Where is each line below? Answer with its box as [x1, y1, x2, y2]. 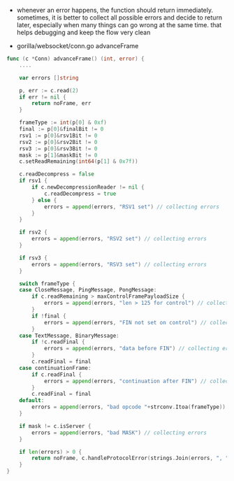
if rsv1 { [19, 178, 48, 185]
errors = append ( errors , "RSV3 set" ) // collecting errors [31, 261, 207, 268]
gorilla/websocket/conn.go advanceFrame [16, 42, 139, 50]
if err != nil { [19, 94, 67, 101]
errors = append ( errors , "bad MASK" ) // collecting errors [31, 429, 207, 436]
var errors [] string [19, 74, 79, 81]
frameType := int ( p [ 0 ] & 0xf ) [19, 119, 108, 127]
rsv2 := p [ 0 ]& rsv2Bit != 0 [19, 138, 98, 145]
